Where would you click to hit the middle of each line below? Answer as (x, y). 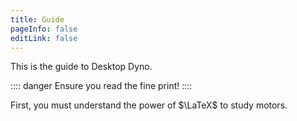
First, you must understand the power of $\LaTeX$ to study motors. (149, 105)
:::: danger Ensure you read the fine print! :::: (101, 86)
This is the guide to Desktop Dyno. (81, 67)
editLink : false (44, 38)
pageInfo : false (44, 29)
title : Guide (37, 19)
